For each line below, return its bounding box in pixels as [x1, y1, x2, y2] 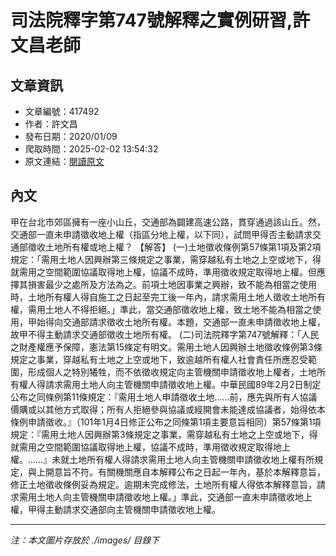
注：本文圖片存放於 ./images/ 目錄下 [10, 534, 160, 546]
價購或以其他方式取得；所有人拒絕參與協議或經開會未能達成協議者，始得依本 [10, 403, 326, 415]
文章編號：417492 [24, 106, 100, 117]
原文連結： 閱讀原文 [24, 156, 105, 167]
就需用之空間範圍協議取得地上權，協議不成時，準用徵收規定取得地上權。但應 [10, 266, 326, 278]
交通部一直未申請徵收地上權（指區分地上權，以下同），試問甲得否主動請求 [10, 228, 313, 240]
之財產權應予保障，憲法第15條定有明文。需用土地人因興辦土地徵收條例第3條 [10, 341, 323, 353]
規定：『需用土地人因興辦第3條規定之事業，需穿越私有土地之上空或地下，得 [10, 428, 318, 440]
